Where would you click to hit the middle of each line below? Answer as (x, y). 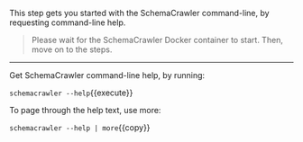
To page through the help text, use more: (85, 110)
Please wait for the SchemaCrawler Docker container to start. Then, (157, 40)
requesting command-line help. (68, 22)
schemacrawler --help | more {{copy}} (80, 128)
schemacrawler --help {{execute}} (71, 93)
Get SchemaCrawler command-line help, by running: (107, 75)
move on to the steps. (72, 49)
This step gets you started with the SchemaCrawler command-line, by (139, 13)
